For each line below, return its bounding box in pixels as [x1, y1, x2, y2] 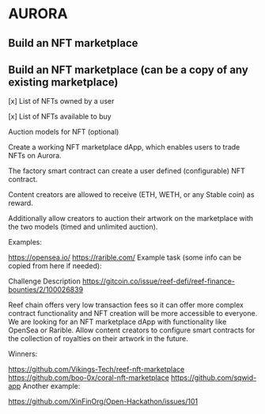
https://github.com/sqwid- [171, 373, 257, 382]
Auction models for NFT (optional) [8, 127, 119, 137]
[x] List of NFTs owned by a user [8, 97, 115, 106]
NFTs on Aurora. [8, 151, 62, 161]
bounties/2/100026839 [8, 285, 84, 294]
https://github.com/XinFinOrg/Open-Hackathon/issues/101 [8, 397, 199, 406]
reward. [8, 199, 33, 208]
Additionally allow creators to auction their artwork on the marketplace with [8, 214, 254, 223]
